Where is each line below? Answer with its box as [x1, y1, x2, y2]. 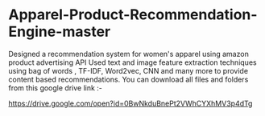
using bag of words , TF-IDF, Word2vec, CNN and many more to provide [8, 66, 248, 75]
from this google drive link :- [8, 82, 103, 93]
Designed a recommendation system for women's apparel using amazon [8, 49, 250, 58]
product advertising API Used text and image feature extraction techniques [8, 58, 257, 67]
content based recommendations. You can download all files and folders [8, 74, 249, 84]
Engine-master [8, 22, 111, 41]
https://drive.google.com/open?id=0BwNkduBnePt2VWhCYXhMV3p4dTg [8, 98, 253, 108]
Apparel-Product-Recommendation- [8, 6, 258, 24]
